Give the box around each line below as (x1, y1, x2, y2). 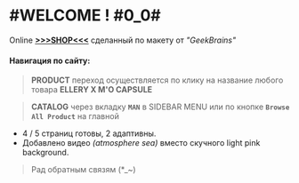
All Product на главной (30, 111, 120, 122)
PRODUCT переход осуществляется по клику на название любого (30, 75, 284, 85)
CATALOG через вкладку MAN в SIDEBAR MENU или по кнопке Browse (30, 101, 290, 112)
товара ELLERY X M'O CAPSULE (30, 84, 153, 95)
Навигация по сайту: (9, 55, 91, 66)
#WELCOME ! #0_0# (9, 5, 162, 26)
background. (21, 147, 69, 158)
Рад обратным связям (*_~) (30, 164, 136, 175)
